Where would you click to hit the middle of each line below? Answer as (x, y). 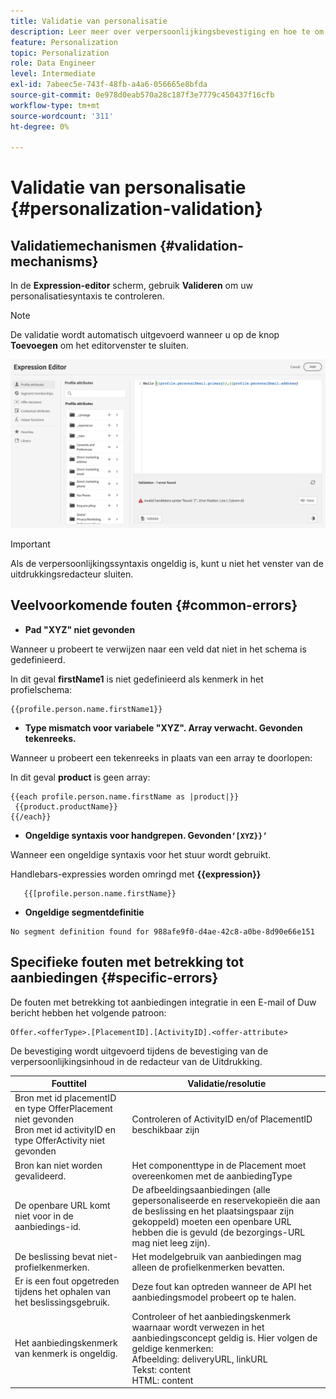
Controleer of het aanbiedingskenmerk (211, 1316)
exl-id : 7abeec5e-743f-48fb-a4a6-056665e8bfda (109, 85)
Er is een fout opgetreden (67, 1281)
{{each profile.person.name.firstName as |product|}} (125, 796)
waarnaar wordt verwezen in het (198, 1327)
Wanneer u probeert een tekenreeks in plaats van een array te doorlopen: (161, 757)
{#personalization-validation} (137, 209)
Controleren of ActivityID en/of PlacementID (222, 1119)
